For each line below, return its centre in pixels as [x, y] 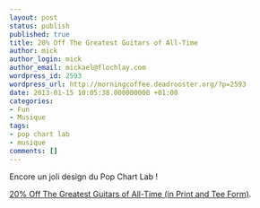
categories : [31, 101]
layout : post [34, 17]
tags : [19, 126]
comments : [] [34, 151]
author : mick [34, 51]
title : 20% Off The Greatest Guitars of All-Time [104, 43]
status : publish [39, 26]
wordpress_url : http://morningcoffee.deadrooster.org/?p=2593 [128, 84]
